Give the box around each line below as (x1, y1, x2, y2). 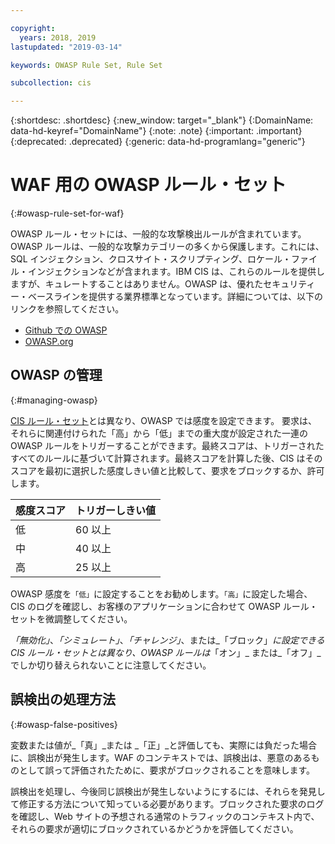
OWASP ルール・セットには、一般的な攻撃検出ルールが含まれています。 (10, 228, 307, 240)
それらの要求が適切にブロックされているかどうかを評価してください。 (10, 822, 299, 835)
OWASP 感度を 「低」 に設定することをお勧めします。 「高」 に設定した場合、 (10, 587, 313, 600)
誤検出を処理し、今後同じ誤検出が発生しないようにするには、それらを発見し (10, 785, 326, 797)
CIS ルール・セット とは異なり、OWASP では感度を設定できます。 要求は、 (10, 414, 318, 426)
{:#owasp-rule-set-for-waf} (10, 207, 125, 220)
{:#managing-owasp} (10, 394, 98, 406)
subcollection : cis (10, 78, 92, 88)
